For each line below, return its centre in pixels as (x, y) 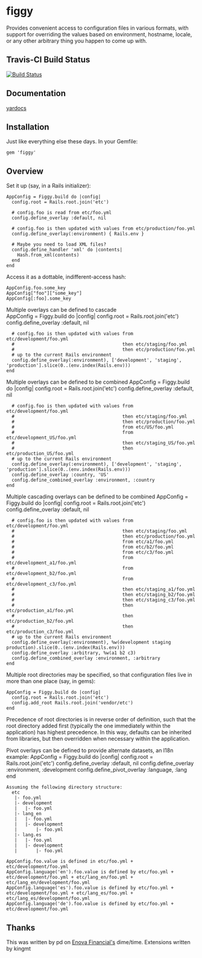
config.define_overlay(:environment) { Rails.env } (78, 234)
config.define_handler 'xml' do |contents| (67, 250)
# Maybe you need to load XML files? (59, 244)
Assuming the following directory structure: (64, 787)
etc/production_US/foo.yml (40, 454)
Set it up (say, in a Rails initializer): (49, 186)
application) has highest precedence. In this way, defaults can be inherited (99, 732)
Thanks (21, 927)
